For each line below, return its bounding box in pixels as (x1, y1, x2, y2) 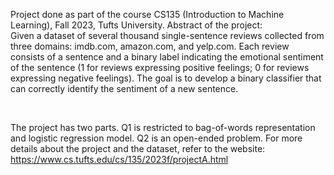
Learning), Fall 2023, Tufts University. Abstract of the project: (10, 19, 263, 31)
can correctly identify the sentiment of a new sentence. (10, 83, 239, 94)
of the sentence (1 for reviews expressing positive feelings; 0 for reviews (10, 62, 310, 73)
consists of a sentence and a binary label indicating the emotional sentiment (10, 51, 324, 63)
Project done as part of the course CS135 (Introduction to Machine (10, 9, 285, 20)
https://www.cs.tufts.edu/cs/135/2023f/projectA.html (10, 154, 229, 165)
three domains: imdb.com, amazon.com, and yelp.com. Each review (10, 40, 290, 52)
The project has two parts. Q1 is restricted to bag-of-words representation (10, 122, 316, 133)
